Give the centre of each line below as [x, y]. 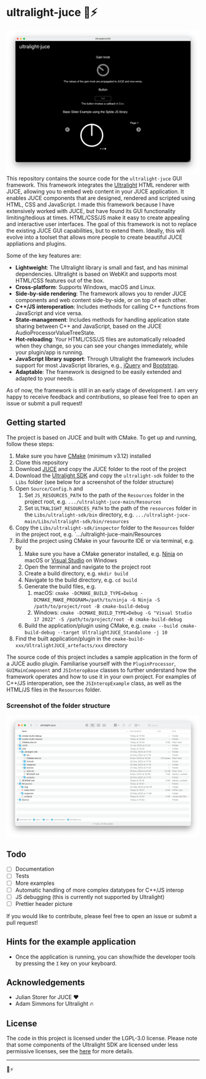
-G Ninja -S [145, 600]
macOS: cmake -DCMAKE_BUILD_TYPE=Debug [86, 593]
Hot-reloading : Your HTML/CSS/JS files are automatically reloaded [100, 339]
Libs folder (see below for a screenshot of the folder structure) [94, 482]
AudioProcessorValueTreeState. [55, 333]
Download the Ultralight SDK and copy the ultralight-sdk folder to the [105, 475]
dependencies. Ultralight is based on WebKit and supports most [96, 274]
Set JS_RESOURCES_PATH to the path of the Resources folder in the [104, 495]
